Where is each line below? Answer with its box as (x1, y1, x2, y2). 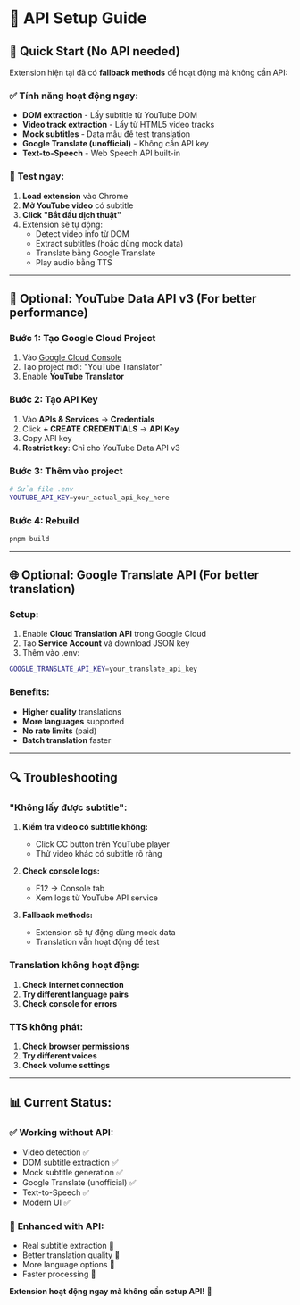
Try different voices (21, 1050, 98, 1061)
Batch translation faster (21, 734, 112, 745)
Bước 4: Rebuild (9, 514, 79, 526)
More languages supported (21, 715, 125, 726)
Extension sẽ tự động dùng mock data (35, 927, 176, 938)
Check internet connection (21, 979, 125, 990)
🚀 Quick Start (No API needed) (9, 44, 181, 59)
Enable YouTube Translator (21, 371, 125, 382)
